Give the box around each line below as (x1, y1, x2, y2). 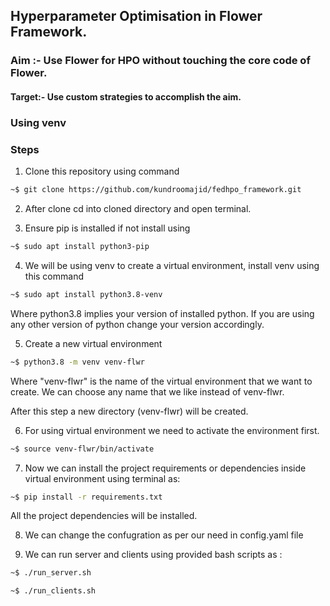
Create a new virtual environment (24, 337, 163, 349)
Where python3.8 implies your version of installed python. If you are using (10, 307, 315, 319)
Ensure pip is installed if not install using (24, 222, 191, 234)
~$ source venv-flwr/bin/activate (10, 444, 155, 454)
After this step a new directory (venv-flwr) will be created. (10, 405, 249, 417)
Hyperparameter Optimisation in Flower (10, 8, 263, 25)
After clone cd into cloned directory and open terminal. (24, 203, 252, 214)
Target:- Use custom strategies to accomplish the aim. (10, 90, 242, 103)
